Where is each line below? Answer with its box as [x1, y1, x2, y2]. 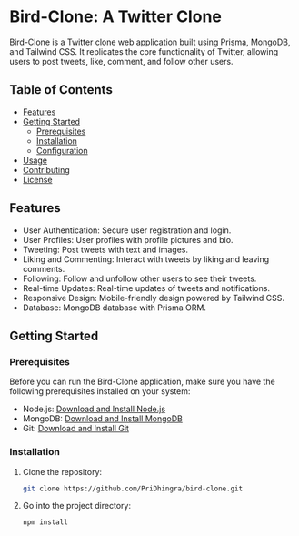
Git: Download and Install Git [22, 423, 130, 434]
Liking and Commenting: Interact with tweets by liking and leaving [22, 253, 270, 265]
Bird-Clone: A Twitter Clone [9, 6, 223, 27]
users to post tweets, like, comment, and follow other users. [9, 56, 234, 66]
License [22, 174, 53, 185]
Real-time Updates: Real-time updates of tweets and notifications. [22, 282, 271, 293]
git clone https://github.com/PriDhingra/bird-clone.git [22, 484, 244, 493]
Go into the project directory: [22, 501, 132, 511]
